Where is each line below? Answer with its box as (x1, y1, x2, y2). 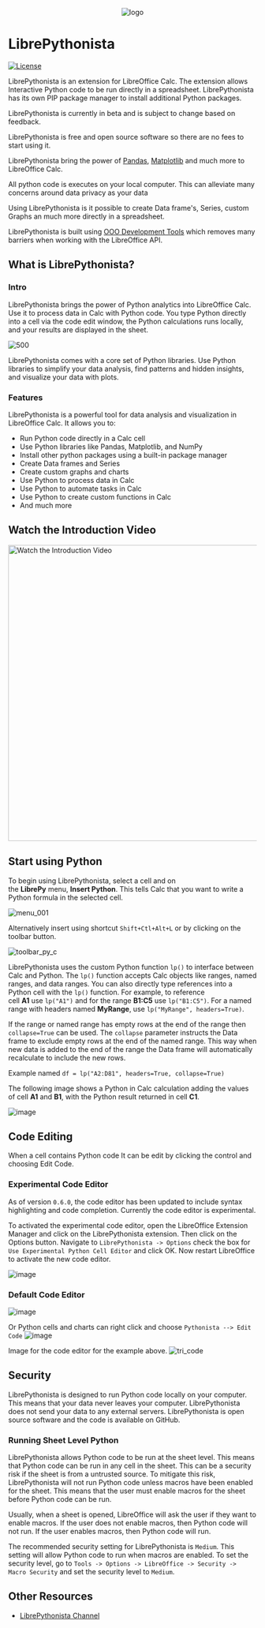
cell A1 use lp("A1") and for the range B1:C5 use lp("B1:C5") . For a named (8, 995, 252, 1005)
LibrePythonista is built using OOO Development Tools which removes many (8, 226, 256, 236)
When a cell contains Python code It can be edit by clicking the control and (8, 1151, 252, 1160)
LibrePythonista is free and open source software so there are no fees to (8, 132, 244, 141)
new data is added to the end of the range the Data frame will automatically (8, 1044, 253, 1054)
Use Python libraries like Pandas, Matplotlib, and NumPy (19, 442, 203, 451)
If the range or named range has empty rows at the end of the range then (8, 1019, 246, 1029)
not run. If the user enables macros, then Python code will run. (8, 1527, 211, 1536)
